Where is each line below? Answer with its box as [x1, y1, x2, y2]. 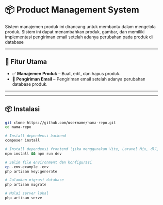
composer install [5, 138, 40, 143]
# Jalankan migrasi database [5, 178, 64, 183]
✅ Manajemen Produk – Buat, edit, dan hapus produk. [12, 70, 121, 76]
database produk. [12, 81, 48, 87]
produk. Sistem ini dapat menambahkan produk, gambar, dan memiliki [5, 29, 145, 34]
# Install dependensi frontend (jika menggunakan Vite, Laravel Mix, [5, 147, 149, 152]
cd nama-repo [5, 125, 32, 129]
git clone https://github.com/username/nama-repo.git [5, 120, 116, 125]
